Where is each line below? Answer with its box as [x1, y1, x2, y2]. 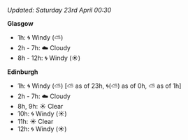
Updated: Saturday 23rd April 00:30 [7, 6, 112, 14]
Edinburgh [7, 68, 38, 76]
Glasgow [7, 20, 34, 27]
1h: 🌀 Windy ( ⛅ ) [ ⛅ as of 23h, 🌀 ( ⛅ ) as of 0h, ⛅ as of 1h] [17, 81, 182, 90]
